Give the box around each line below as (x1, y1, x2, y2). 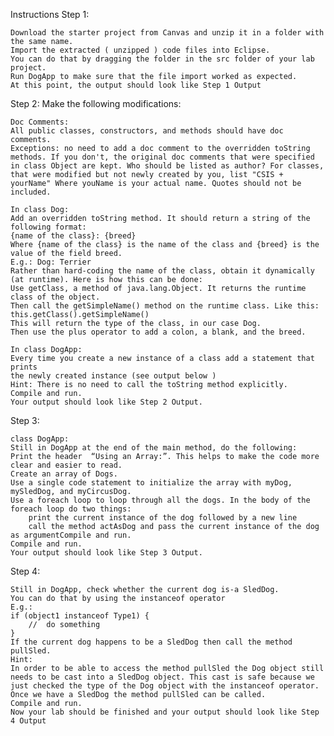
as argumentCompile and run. (10, 530, 132, 540)
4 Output (10, 716, 47, 726)
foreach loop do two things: (10, 504, 132, 514)
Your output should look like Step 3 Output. (10, 548, 203, 558)
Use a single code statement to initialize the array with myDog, (10, 478, 293, 488)
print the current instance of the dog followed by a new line (28, 513, 298, 523)
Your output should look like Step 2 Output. (10, 397, 203, 407)
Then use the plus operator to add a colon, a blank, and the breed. (10, 327, 307, 337)
